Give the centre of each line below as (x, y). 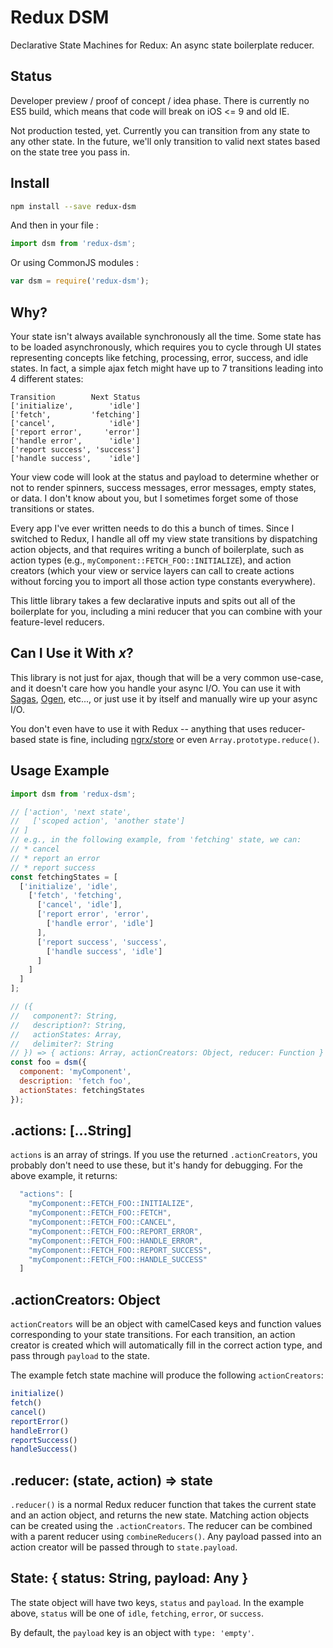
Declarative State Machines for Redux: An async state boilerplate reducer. (162, 45)
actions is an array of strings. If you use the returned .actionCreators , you (164, 1155)
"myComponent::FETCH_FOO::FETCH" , (100, 1213)
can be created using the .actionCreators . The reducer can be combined (161, 1526)
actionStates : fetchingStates (82, 1090)
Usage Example (60, 771)
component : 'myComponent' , (75, 1072)
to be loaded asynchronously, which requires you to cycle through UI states (166, 347)
